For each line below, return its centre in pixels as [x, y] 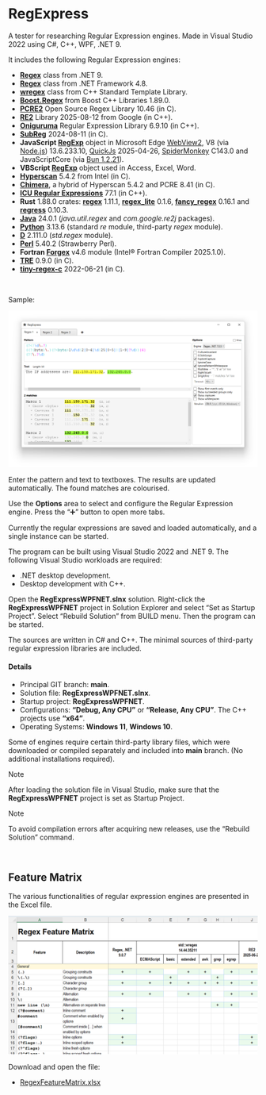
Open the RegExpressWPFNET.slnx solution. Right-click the [107, 599]
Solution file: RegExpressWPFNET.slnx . [85, 693]
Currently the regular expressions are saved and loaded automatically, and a [133, 528]
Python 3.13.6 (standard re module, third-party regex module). [121, 226]
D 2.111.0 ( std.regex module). [66, 235]
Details [20, 667]
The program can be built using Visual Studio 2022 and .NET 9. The [119, 551]
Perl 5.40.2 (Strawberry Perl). [68, 244]
